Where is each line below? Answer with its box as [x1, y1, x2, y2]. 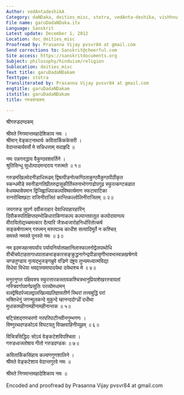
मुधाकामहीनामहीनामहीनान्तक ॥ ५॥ [6, 303, 71, 310]
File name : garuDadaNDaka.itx [6, 20, 81, 25]
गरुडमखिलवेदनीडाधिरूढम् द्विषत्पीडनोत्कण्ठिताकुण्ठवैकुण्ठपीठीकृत [6, 174, 123, 181]
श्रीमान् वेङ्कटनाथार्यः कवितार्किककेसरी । [6, 137, 82, 144]
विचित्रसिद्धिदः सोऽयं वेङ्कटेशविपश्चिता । [6, 333, 81, 340]
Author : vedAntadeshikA [6, 8, 65, 15]
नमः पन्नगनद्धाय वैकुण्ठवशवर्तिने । [6, 155, 66, 162]
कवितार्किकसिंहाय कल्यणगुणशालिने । [6, 351, 75, 358]
